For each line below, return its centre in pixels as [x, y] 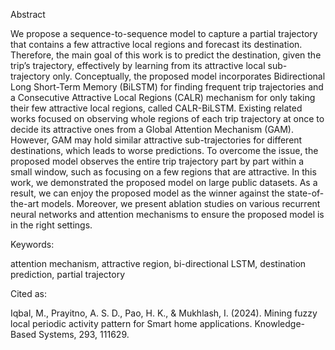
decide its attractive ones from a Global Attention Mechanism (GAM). [152, 129]
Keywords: [32, 244]
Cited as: [29, 293]
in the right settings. [51, 225]
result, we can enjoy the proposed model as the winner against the [147, 193]
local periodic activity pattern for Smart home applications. [131, 323]
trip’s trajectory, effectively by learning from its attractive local [138, 65]
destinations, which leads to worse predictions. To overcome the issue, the [164, 150]
